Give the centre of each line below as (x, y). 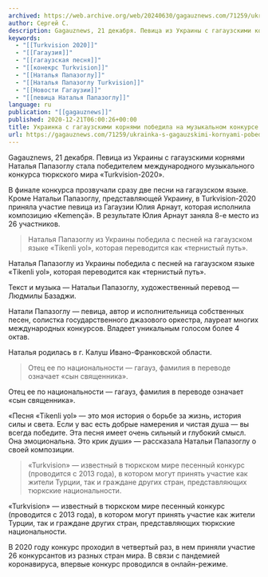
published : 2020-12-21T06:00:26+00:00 (73, 120)
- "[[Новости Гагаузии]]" (59, 90)
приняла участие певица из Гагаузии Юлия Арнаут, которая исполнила (130, 207)
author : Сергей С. (39, 23)
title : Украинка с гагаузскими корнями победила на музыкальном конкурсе (134, 127)
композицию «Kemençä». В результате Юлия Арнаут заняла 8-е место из (134, 215)
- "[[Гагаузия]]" (44, 53)
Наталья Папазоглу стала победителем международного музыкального (132, 165)
